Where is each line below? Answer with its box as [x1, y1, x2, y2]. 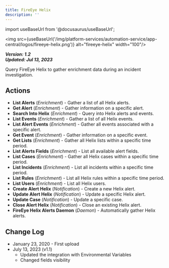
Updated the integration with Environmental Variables [20, 252, 132, 258]
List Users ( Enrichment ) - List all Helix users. [12, 180, 106, 186]
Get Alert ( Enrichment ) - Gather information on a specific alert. [12, 105, 144, 111]
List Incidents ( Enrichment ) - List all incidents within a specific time [12, 164, 153, 170]
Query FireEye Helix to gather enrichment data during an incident [5, 66, 141, 72]
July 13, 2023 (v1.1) [12, 246, 53, 252]
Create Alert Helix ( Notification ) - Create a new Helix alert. [12, 186, 136, 192]
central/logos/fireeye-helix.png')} [5, 41, 75, 47]
